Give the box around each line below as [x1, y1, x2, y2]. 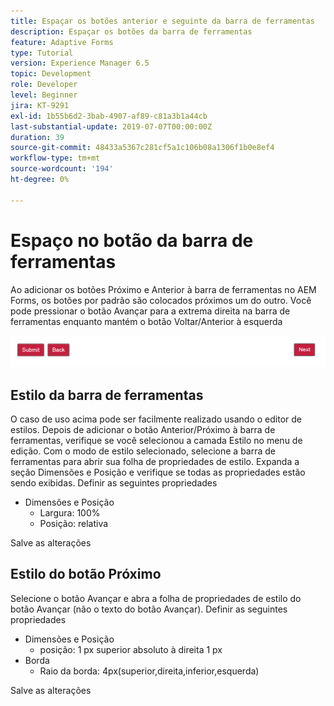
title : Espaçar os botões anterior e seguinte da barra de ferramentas [10, 16, 315, 26]
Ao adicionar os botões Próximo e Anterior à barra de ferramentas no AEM [10, 283, 317, 295]
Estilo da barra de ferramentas [10, 386, 204, 404]
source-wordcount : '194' [10, 164, 114, 174]
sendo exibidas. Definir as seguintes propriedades [10, 477, 218, 489]
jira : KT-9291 [10, 100, 70, 110]
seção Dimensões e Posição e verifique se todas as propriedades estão [10, 466, 306, 479]
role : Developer [10, 80, 78, 90]
